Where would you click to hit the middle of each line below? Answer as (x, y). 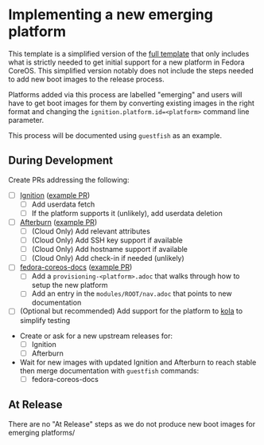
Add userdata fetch (63, 204)
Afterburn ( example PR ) (58, 222)
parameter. (26, 120)
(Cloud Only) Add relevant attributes (91, 231)
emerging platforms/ (42, 432)
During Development (61, 161)
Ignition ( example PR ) (55, 195)
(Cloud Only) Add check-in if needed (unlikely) (108, 258)
